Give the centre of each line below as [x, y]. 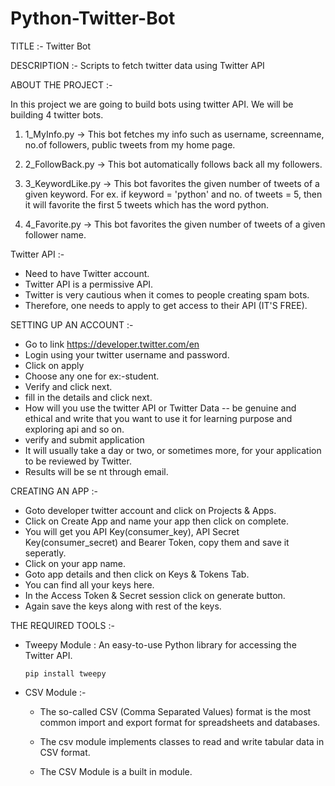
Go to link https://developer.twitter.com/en [112, 344]
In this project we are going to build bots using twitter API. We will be [152, 104]
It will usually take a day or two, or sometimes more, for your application [173, 450]
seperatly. [45, 553]
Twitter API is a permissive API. [89, 284]
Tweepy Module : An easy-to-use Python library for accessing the [160, 644]
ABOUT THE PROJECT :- [61, 84]
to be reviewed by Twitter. [78, 461]
